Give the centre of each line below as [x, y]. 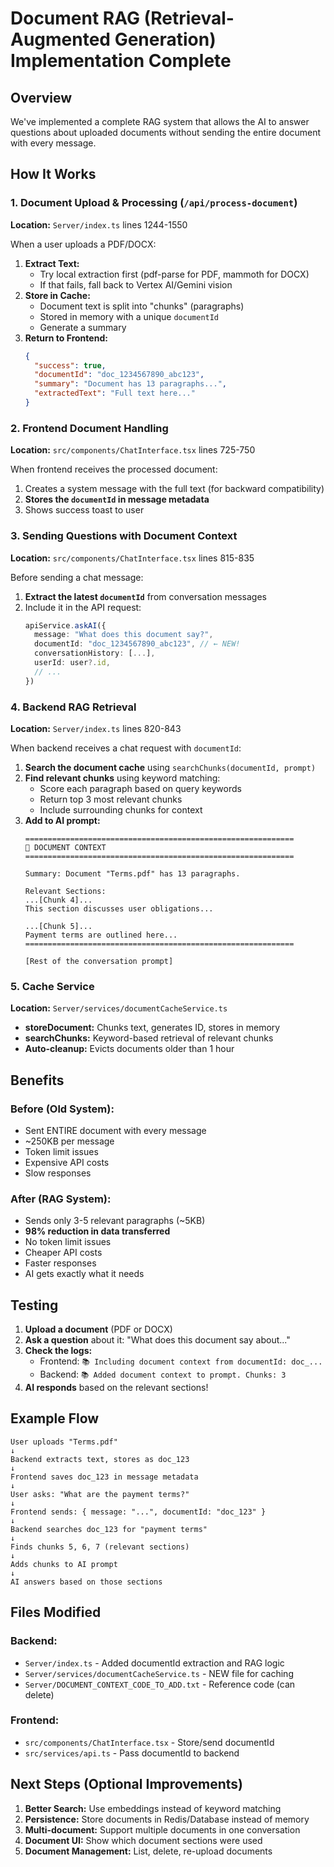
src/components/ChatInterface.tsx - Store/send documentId [149, 1742]
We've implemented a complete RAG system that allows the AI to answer [160, 121]
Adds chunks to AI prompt [64, 1564]
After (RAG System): [61, 1199]
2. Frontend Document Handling [89, 428]
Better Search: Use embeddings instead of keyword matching [153, 1808]
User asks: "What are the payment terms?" [100, 1494]
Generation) [165, 39]
